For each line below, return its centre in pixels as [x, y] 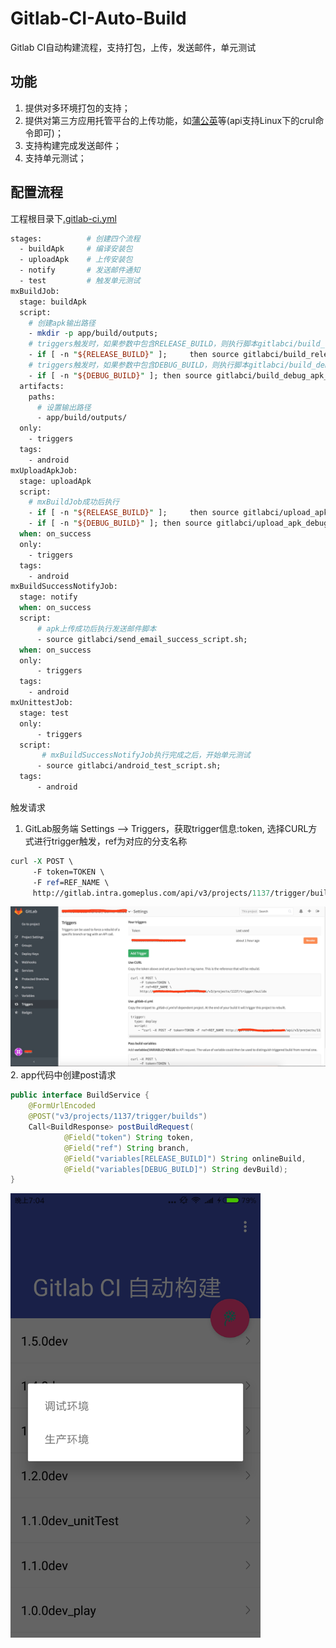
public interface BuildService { [80, 1095]
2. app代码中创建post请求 [63, 1075]
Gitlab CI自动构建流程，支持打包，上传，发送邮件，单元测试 [133, 47]
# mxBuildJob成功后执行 [74, 502]
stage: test [44, 713]
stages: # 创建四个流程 [75, 238]
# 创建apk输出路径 [62, 323]
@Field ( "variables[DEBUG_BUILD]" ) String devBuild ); [175, 1169]
